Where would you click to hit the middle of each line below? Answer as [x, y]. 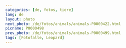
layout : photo [20, 19]
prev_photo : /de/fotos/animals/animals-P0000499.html [63, 33]
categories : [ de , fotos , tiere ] [39, 10]
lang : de [14, 14]
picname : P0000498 [25, 28]
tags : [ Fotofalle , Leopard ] [35, 38]
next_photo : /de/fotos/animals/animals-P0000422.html [63, 24]
